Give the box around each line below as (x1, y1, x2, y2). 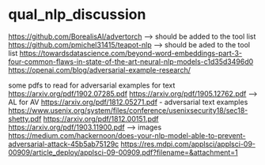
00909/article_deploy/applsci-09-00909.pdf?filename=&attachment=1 (8, 148, 239, 157)
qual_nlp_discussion (8, 6, 146, 24)
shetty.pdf (8, 114, 42, 123)
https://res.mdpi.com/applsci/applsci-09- (120, 139, 256, 148)
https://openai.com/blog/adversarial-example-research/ (8, 65, 191, 74)
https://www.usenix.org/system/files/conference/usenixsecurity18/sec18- (8, 105, 248, 115)
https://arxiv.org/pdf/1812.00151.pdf (43, 114, 160, 123)
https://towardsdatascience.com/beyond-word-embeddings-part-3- (19, 48, 243, 58)
